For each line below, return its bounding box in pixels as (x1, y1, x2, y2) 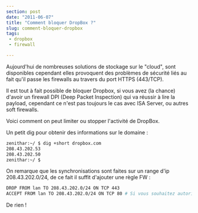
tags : (6, 31, 19, 37)
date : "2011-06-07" (6, 14, 54, 20)
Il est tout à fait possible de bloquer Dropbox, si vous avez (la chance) (6, 87, 176, 94)
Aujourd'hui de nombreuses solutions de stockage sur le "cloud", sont (6, 63, 176, 70)
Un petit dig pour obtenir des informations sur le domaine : (6, 128, 148, 136)
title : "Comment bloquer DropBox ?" (6, 20, 96, 25)
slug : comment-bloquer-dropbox (6, 25, 83, 31)
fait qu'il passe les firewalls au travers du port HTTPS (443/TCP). (6, 75, 164, 83)
